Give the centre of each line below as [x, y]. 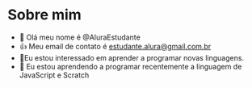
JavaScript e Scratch [54, 75]
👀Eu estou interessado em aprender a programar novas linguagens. [131, 57]
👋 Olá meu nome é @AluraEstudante [80, 37]
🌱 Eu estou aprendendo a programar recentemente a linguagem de [130, 66]
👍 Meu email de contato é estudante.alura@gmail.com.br [115, 46]
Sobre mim [44, 15]
